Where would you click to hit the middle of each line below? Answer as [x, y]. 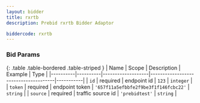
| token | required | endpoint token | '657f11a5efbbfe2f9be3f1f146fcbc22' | [98, 87]
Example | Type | [27, 74]
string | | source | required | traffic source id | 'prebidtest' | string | [92, 93]
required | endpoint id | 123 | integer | [146, 80]
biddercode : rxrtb [29, 34]
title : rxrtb [23, 17]
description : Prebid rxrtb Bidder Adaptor [60, 23]
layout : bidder [25, 12]
